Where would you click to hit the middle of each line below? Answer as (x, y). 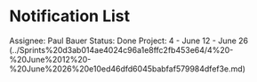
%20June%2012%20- (50, 59)
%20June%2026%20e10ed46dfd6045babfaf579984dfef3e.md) (128, 69)
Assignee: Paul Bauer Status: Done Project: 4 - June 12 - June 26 (129, 41)
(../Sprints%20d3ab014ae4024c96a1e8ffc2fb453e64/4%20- (121, 49)
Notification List (70, 16)
